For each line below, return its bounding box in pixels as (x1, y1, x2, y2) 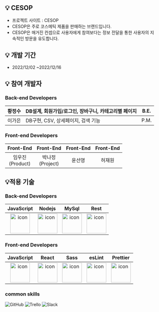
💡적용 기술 (5, 178, 35, 186)
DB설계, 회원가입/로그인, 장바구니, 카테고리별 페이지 (26, 108, 137, 115)
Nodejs (39, 205, 56, 212)
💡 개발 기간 (5, 51, 36, 60)
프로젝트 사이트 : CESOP (12, 17, 59, 23)
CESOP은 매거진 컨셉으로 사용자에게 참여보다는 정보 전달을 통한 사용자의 (12, 29, 149, 35)
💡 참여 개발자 (5, 80, 42, 88)
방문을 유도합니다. (25, 35, 59, 41)
